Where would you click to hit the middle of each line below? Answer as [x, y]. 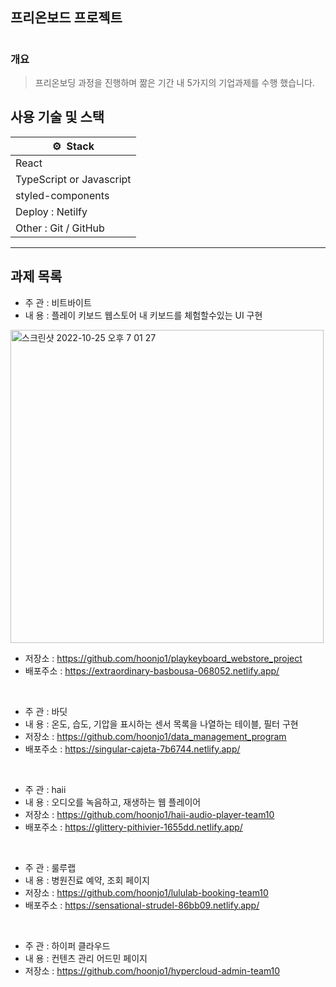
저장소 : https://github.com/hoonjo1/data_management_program [155, 736]
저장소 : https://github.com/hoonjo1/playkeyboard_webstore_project [163, 658]
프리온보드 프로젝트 [66, 18]
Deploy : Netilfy [51, 211]
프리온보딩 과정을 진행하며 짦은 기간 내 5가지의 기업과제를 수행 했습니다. [174, 82]
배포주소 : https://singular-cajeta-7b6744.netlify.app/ [132, 749]
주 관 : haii [45, 789]
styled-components [62, 195]
